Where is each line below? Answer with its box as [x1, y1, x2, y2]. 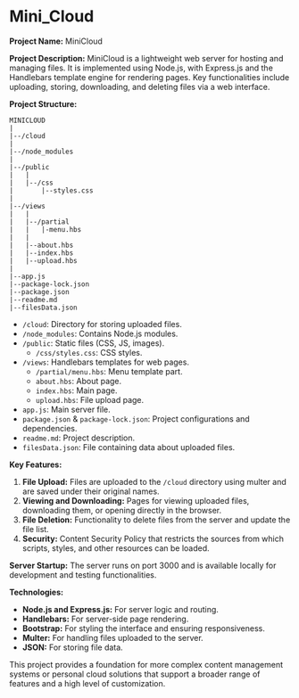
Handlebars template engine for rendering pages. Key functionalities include [9, 71, 290, 82]
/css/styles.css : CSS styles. [35, 347, 143, 357]
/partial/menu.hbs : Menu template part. [35, 365, 183, 376]
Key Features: [9, 459, 62, 470]
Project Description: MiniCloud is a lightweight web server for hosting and [9, 53, 284, 63]
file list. [21, 523, 49, 534]
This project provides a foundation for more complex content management [9, 659, 284, 669]
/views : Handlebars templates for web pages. [21, 357, 190, 367]
